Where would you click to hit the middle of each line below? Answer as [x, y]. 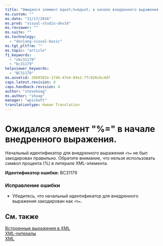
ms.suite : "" [18, 32]
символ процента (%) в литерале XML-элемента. [57, 163]
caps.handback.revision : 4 [33, 87]
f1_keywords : [18, 55]
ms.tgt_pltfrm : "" [24, 46]
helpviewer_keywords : [27, 69]
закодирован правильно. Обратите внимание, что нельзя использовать [80, 158]
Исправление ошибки [33, 185]
